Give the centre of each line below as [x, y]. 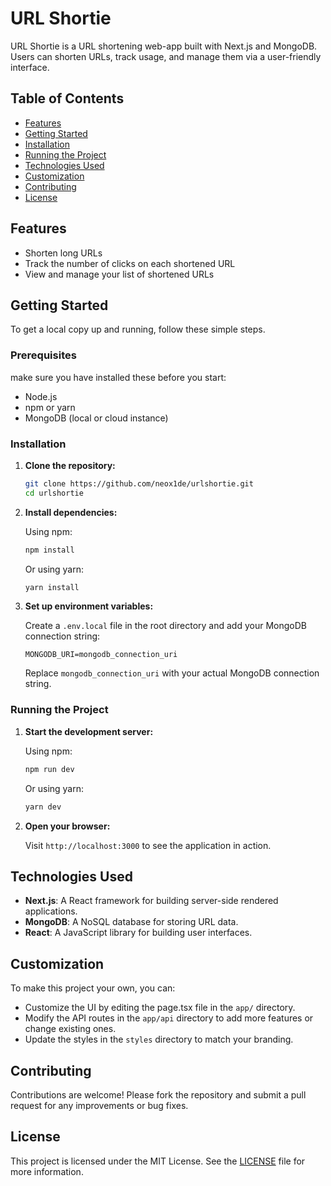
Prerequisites [43, 355]
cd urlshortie [54, 493]
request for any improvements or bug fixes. [99, 1105]
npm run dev [49, 769]
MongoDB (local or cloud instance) [96, 418]
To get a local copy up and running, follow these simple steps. [138, 329]
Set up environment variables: [89, 606]
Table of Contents [67, 98]
